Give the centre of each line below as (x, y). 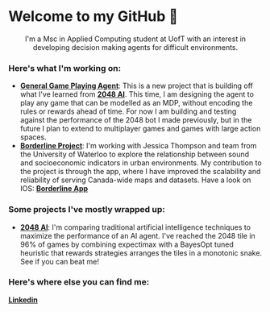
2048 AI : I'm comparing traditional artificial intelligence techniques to (135, 227)
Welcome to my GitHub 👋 (93, 17)
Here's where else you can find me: (79, 282)
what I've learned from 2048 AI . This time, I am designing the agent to (137, 94)
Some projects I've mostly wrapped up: (87, 210)
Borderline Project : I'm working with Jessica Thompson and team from (138, 146)
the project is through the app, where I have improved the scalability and (140, 172)
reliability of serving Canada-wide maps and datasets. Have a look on (135, 180)
